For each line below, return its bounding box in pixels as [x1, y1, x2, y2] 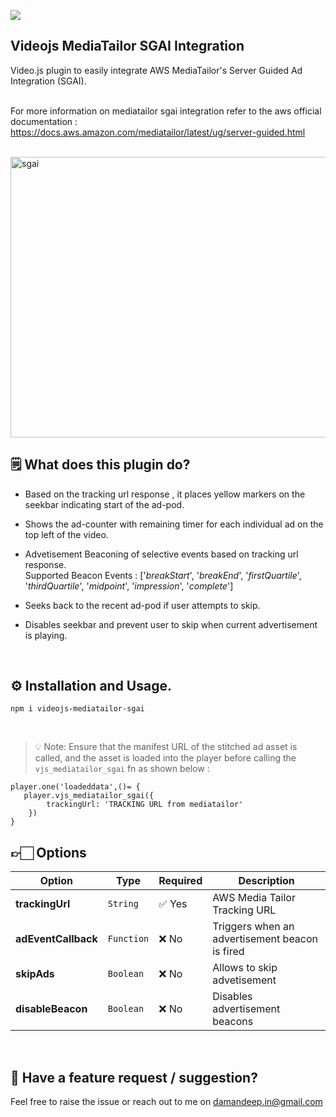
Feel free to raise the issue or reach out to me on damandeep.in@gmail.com [10, 1096, 323, 1108]
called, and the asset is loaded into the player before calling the [34, 752, 297, 764]
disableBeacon [15, 1002, 88, 1016]
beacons [212, 1015, 254, 1029]
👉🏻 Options [10, 844, 87, 861]
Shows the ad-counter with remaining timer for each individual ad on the [24, 518, 324, 530]
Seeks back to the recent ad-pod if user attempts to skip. [24, 599, 261, 611]
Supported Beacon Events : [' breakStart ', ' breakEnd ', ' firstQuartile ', [24, 569, 302, 581]
